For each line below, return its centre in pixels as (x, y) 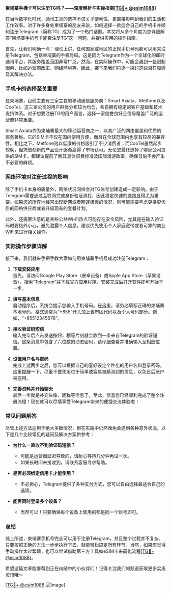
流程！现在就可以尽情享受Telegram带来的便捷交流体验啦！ (78, 401)
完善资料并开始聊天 (33, 389)
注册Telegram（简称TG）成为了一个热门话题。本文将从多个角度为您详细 (85, 32)
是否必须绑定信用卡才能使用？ (44, 473)
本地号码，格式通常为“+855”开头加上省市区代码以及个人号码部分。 (82, 312)
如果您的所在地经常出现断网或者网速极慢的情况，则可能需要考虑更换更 (88, 202)
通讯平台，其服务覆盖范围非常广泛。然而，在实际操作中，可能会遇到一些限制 (85, 61)
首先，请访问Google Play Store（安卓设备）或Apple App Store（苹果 (84, 275)
